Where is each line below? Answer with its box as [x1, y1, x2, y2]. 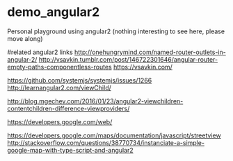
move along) [7, 34, 43, 42]
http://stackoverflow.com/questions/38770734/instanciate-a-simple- [7, 138, 205, 146]
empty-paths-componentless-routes [7, 62, 113, 71]
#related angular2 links [7, 48, 73, 56]
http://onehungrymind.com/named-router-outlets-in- [74, 48, 226, 56]
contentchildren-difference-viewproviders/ [7, 104, 130, 112]
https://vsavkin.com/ [113, 62, 172, 71]
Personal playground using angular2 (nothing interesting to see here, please [7, 27, 225, 35]
